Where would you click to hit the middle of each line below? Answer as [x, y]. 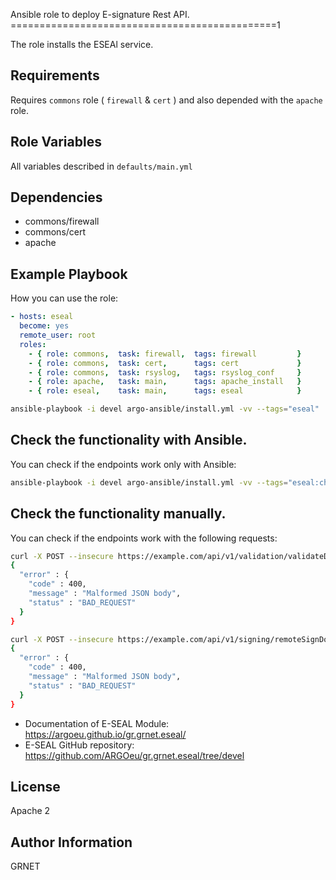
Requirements [55, 75]
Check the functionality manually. [118, 514]
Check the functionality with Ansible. [129, 440]
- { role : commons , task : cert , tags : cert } [165, 363]
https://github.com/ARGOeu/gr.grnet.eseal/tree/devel [134, 755]
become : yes [44, 326]
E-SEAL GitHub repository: [79, 745]
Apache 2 [30, 811]
